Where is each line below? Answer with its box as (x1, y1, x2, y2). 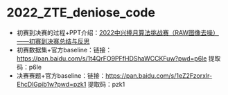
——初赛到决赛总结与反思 (16, 36, 90, 45)
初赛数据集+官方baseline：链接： (16, 45, 112, 54)
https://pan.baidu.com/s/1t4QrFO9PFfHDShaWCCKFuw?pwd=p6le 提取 (16, 54, 221, 63)
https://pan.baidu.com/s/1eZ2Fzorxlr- (105, 71, 213, 80)
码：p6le (16, 63, 42, 71)
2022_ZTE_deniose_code (6, 5, 155, 21)
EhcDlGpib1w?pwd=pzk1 (16, 80, 87, 88)
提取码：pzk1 (87, 80, 125, 88)
